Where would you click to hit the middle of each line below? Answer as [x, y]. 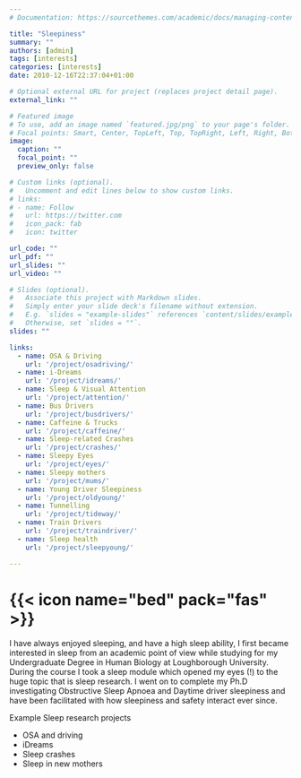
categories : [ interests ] [56, 67]
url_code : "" [34, 248]
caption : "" [40, 150]
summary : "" [31, 42]
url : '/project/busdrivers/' [80, 414]
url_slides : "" [38, 265]
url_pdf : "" [31, 256]
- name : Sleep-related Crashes [76, 439]
